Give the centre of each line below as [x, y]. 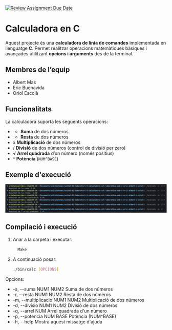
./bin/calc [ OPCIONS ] [36, 269]
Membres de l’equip [38, 70]
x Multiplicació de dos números [47, 142]
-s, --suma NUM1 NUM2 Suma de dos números [63, 289]
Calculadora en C [43, 29]
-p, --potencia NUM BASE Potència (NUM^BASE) [64, 316]
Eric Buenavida [29, 88]
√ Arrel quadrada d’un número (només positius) [63, 153]
